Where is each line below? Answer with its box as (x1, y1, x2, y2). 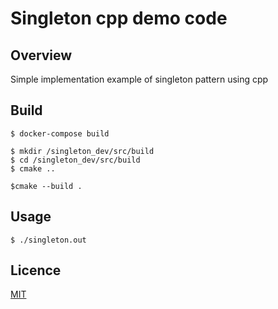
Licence (10, 262, 62, 279)
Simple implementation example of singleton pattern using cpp (10, 73, 269, 85)
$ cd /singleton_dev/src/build (10, 155, 141, 165)
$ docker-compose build (10, 128, 110, 139)
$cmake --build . (10, 181, 83, 191)
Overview (10, 47, 73, 64)
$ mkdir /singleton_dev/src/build (10, 146, 155, 156)
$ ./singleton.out (10, 235, 87, 245)
